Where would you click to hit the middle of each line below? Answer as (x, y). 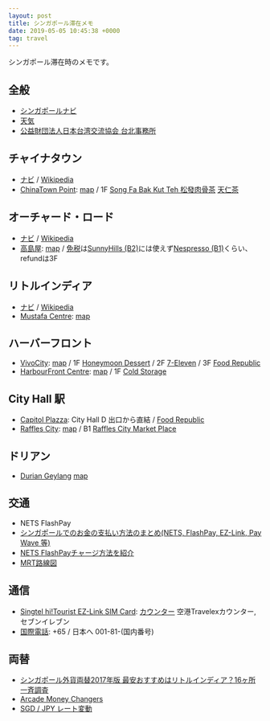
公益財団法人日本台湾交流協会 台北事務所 (88, 131)
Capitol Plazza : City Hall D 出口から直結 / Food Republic (112, 420)
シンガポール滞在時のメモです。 (61, 62)
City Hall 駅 (37, 399)
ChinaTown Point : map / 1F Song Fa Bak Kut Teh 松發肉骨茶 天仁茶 (129, 189)
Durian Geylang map (54, 476)
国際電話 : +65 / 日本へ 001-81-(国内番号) (87, 631)
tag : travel (28, 38)
